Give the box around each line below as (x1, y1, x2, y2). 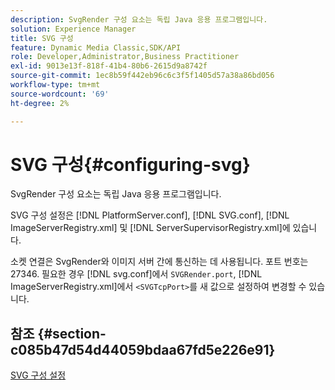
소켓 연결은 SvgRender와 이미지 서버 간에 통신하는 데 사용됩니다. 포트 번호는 (10, 256, 309, 268)
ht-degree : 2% (10, 98, 70, 108)
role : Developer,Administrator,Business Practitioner (10, 52, 240, 62)
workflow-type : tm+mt (10, 80, 101, 90)
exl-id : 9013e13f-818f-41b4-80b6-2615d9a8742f (10, 61, 208, 71)
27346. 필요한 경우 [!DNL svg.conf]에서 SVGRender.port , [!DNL (10, 268, 263, 280)
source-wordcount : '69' (10, 89, 110, 99)
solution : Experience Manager (10, 24, 137, 34)
